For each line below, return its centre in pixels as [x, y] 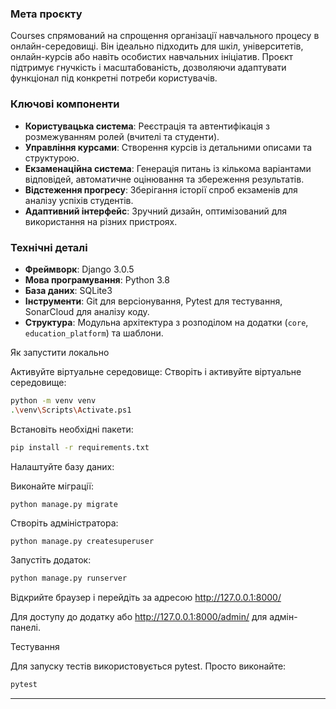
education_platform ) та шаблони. [94, 333]
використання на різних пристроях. [101, 221]
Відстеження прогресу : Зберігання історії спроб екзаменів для [161, 189]
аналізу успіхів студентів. [79, 200]
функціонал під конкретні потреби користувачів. [114, 78]
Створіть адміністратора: [64, 523]
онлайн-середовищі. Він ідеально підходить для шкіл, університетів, [157, 46]
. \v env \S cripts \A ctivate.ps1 [71, 410]
